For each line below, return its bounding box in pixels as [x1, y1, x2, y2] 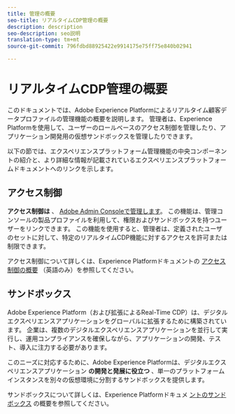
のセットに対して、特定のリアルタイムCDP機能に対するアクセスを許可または [7, 233, 228, 242]
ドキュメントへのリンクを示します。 [13, 164, 117, 172]
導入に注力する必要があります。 [19, 343, 111, 351]
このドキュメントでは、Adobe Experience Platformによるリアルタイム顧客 [7, 106, 221, 114]
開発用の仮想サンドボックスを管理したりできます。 [50, 132, 197, 140]
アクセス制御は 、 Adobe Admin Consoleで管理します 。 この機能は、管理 [7, 207, 218, 215]
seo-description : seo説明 [7, 29, 80, 37]
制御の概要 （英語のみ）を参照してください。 [7, 265, 138, 274]
